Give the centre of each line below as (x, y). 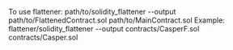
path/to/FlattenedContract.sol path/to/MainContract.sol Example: (116, 20)
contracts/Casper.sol (43, 37)
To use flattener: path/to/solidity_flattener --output (92, 12)
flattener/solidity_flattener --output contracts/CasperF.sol (104, 29)
